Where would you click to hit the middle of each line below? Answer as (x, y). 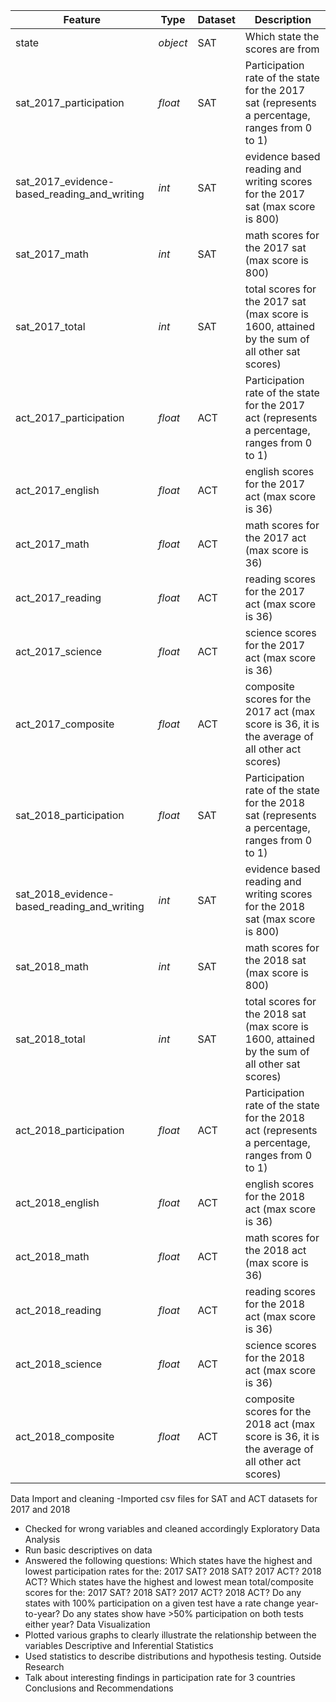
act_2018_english (57, 1202)
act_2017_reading (58, 597)
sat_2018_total (50, 1039)
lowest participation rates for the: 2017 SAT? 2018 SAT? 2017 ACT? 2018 (173, 1571)
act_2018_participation (70, 1130)
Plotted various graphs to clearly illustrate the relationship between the (170, 1635)
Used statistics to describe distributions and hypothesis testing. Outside (173, 1656)
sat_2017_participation (70, 102)
